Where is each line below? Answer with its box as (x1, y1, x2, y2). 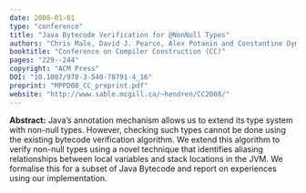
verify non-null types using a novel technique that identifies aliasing (9, 143, 264, 155)
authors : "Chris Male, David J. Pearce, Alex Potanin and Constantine (9, 38, 283, 48)
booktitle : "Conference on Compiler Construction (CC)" (9, 47, 226, 56)
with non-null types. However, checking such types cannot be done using (9, 124, 287, 135)
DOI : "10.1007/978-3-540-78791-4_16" (9, 73, 153, 82)
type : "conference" (9, 22, 84, 31)
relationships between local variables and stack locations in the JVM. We (9, 153, 284, 164)
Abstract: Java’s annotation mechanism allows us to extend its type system (9, 115, 293, 126)
